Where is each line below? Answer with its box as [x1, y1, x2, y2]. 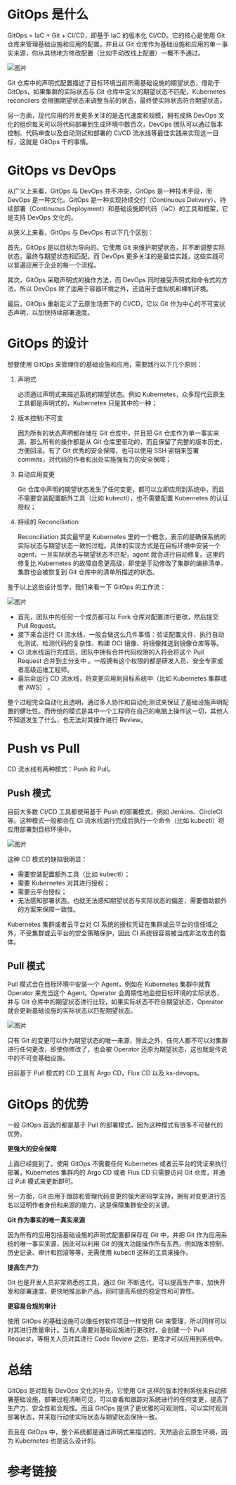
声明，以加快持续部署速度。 [13, 308, 93, 317]
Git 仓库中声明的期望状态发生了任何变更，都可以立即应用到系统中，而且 [17, 485, 225, 493]
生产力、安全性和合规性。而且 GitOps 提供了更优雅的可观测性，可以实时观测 [7, 1404, 228, 1413]
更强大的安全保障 [7, 1144, 57, 1153]
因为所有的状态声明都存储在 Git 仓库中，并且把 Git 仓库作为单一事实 [17, 429, 214, 437]
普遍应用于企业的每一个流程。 [13, 260, 100, 269]
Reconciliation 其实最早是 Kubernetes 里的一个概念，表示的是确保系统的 [17, 532, 226, 541]
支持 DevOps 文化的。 [13, 213, 77, 222]
